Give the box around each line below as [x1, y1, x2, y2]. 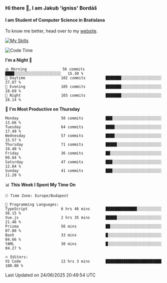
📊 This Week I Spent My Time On [5, 182, 76, 188]
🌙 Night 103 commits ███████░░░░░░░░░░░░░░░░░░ [5, 93, 162, 98]
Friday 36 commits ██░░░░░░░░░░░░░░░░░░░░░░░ [5, 151, 162, 156]
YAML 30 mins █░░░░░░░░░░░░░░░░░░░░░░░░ [5, 241, 162, 246]
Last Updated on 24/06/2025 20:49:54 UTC [5, 272, 96, 278]
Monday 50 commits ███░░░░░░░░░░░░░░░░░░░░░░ [5, 116, 162, 121]
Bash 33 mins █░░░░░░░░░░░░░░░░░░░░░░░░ [5, 232, 162, 238]
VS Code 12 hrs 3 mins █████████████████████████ [5, 259, 162, 264]
